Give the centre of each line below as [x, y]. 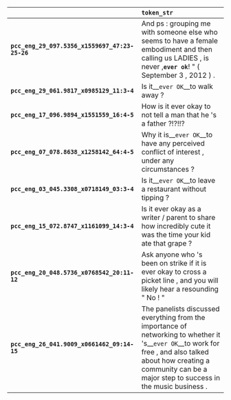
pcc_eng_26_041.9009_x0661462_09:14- [72, 344]
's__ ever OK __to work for [180, 343]
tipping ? [155, 198]
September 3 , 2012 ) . [178, 75]
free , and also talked [175, 352]
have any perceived [173, 143]
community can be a [174, 369]
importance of [164, 326]
